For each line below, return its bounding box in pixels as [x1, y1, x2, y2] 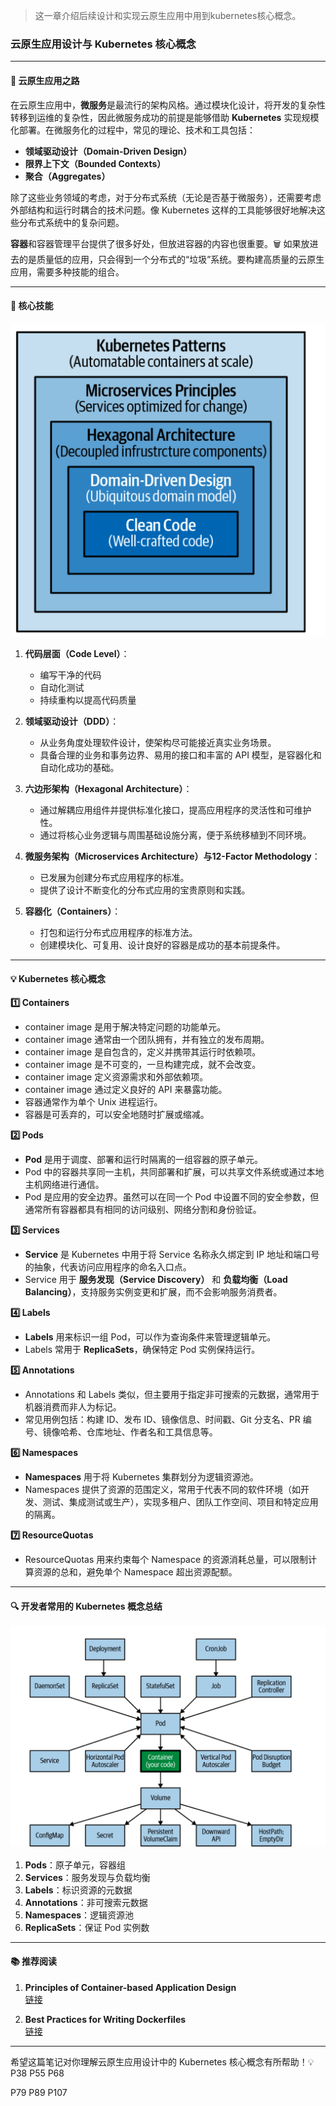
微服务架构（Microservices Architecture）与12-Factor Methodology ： [24, 850, 321, 862]
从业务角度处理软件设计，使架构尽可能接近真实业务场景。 [39, 736, 277, 748]
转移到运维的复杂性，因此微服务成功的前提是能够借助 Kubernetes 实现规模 [10, 111, 320, 123]
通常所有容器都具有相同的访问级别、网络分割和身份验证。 [24, 1203, 262, 1215]
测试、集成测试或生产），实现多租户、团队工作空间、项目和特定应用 [42, 1495, 319, 1508]
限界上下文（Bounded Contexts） [24, 157, 167, 169]
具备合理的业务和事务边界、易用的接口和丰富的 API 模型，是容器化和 [39, 749, 322, 761]
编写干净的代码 [39, 669, 102, 681]
